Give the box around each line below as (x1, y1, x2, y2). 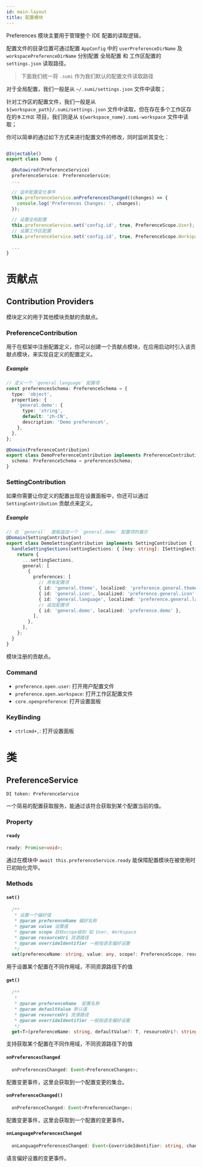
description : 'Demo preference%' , (22, 419, 109, 425)
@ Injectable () (6, 151, 42, 157)
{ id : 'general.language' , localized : (38, 596, 136, 602)
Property (6, 818, 33, 826)
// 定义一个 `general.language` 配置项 (6, 380, 100, 386)
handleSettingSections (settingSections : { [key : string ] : (11, 546, 161, 552)
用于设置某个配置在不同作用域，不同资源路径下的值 (6, 963, 133, 970)
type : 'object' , (11, 391, 52, 397)
